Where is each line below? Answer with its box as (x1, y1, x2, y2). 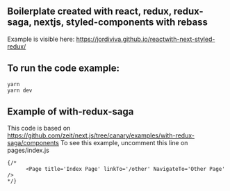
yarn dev (7, 87, 33, 94)
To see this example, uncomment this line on (60, 139, 188, 147)
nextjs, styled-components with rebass (33, 17, 208, 28)
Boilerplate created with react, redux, (7, 6, 172, 17)
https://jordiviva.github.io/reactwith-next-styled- (76, 35, 215, 43)
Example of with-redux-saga (7, 106, 134, 117)
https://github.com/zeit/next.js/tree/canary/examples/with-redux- (7, 131, 195, 140)
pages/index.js (7, 146, 50, 155)
